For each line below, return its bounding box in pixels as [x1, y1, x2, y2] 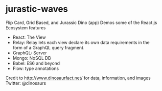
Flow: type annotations [12, 65, 59, 71]
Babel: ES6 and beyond [12, 60, 60, 66]
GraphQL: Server [12, 50, 47, 56]
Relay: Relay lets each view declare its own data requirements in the [12, 39, 150, 45]
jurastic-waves [5, 3, 68, 15]
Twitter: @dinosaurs [5, 80, 46, 86]
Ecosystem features [5, 24, 46, 30]
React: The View [12, 34, 46, 40]
